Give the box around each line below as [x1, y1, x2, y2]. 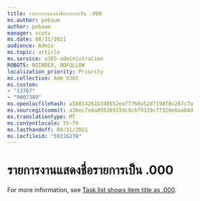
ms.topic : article [7, 49, 60, 56]
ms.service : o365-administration [7, 55, 104, 62]
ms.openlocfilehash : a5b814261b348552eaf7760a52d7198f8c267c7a [7, 101, 194, 107]
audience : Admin [7, 42, 54, 49]
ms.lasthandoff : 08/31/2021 [7, 126, 89, 133]
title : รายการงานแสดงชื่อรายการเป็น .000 [7, 10, 102, 17]
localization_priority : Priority [7, 68, 104, 75]
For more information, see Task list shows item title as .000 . [7, 186, 177, 194]
